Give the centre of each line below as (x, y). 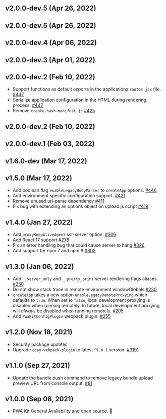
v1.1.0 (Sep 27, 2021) (38, 366)
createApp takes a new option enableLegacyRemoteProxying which (80, 295)
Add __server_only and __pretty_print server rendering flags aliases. (85, 278)
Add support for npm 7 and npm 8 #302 (54, 251)
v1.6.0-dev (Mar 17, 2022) (46, 161)
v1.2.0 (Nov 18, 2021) (39, 332)
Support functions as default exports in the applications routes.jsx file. (87, 89)
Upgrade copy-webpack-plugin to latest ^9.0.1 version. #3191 (75, 350)
